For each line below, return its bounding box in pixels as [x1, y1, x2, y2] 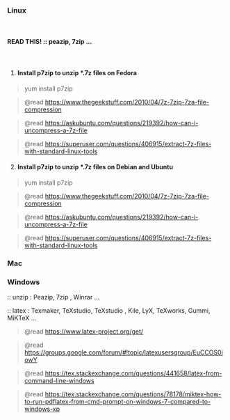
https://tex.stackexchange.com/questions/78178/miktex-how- [44, 390, 222, 398]
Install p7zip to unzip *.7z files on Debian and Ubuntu [17, 163, 174, 171]
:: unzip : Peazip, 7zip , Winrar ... [7, 293, 100, 302]
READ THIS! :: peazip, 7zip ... [7, 37, 92, 45]
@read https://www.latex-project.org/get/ [24, 327, 144, 336]
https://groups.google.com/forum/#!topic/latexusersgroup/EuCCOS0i [24, 348, 224, 357]
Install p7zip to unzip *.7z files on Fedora [17, 69, 138, 77]
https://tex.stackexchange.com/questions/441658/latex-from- [44, 369, 222, 378]
